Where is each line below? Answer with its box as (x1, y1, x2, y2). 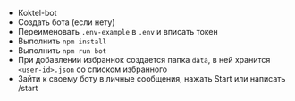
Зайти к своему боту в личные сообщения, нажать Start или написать (17, 74, 286, 83)
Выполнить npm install (17, 35, 107, 46)
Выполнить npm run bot (17, 45, 107, 56)
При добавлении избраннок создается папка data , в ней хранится (17, 55, 271, 65)
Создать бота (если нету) (17, 17, 115, 27)
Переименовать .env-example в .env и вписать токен (17, 27, 218, 36)
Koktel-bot (17, 8, 57, 18)
